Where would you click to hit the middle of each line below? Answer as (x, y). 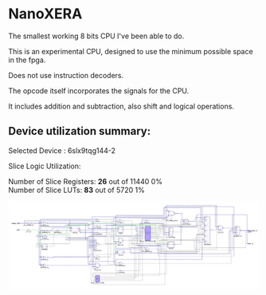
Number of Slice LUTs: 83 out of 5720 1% (76, 190)
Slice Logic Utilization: (45, 166)
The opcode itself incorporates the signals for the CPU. (99, 90)
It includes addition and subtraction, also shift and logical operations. (121, 106)
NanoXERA (45, 14)
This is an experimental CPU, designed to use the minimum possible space (131, 51)
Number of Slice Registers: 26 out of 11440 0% (86, 181)
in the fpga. (27, 60)
